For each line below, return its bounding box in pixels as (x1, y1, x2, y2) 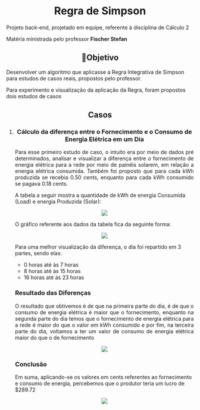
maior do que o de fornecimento (14, 334, 94, 341)
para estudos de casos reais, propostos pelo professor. (6, 74, 142, 82)
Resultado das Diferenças (14, 289, 91, 297)
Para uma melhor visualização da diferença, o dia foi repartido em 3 (14, 243, 182, 251)
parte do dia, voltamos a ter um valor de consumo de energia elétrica (14, 327, 194, 334)
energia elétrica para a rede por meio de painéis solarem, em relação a (14, 161, 194, 168)
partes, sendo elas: (14, 250, 62, 257)
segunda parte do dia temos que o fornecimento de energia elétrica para (14, 315, 194, 322)
